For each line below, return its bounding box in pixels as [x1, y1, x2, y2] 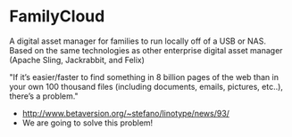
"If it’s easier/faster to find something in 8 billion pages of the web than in [9, 71, 279, 82]
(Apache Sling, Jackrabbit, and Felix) [9, 54, 146, 65]
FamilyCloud [9, 6, 105, 27]
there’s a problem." [9, 91, 79, 101]
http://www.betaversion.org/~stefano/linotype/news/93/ [21, 108, 230, 118]
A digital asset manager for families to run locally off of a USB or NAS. [9, 36, 266, 46]
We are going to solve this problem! [21, 117, 154, 128]
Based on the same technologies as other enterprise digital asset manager [9, 44, 283, 55]
